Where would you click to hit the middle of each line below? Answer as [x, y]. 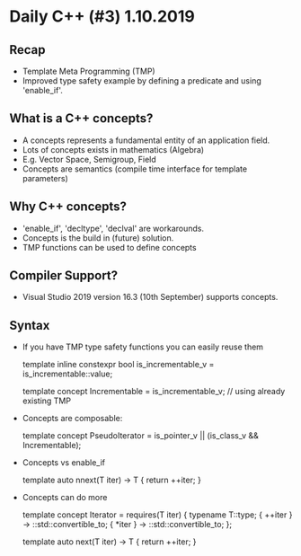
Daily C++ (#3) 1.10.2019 [102, 17]
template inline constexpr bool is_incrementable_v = [118, 365]
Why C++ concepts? [68, 207]
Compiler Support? [64, 276]
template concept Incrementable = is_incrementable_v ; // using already [154, 392]
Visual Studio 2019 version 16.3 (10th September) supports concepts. [150, 297]
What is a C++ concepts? [81, 119]
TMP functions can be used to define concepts [109, 247]
